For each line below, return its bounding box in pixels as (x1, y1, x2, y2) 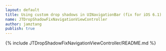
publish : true (5, 26, 35, 31)
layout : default (5, 7, 39, 13)
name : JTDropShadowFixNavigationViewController (5, 17, 108, 22)
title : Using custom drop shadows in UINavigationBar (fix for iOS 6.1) (5, 12, 162, 17)
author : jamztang (5, 21, 42, 27)
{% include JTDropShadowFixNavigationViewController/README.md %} (5, 40, 156, 46)
